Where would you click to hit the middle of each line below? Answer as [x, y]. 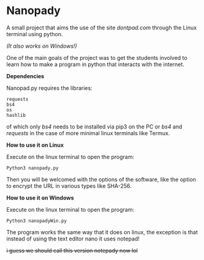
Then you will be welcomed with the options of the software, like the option [101, 179]
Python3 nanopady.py [33, 168]
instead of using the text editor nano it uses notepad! [73, 239]
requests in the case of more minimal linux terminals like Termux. [88, 133]
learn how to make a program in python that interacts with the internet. [96, 64]
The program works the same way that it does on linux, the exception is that [102, 232]
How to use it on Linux [35, 145]
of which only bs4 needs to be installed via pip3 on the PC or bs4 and [94, 127]
